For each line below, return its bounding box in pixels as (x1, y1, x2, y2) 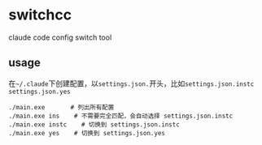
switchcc (8, 6, 72, 24)
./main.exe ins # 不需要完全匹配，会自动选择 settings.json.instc (8, 112, 234, 120)
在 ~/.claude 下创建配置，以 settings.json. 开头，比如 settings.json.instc (8, 79, 255, 88)
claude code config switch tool (8, 32, 112, 42)
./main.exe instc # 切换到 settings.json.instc (8, 120, 181, 129)
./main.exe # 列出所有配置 (8, 103, 115, 111)
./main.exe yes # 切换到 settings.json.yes (8, 129, 165, 137)
